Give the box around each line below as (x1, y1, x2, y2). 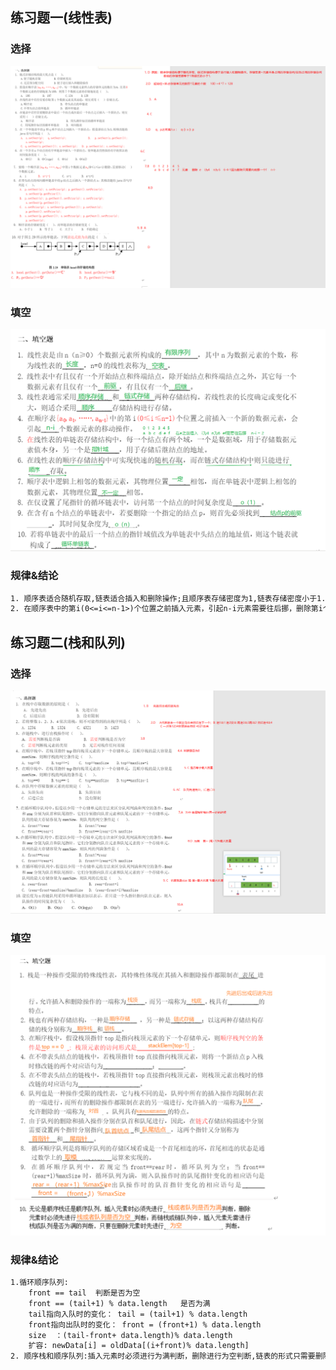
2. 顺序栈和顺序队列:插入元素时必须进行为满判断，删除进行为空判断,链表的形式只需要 (10, 1351, 316, 1362)
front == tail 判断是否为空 (28, 1288, 141, 1298)
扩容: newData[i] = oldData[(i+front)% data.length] (28, 1341, 250, 1351)
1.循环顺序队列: (10, 1278, 69, 1288)
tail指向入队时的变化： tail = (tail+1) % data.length (28, 1309, 248, 1319)
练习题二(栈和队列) (10, 634, 126, 651)
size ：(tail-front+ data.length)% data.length (28, 1330, 233, 1340)
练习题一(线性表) (10, 9, 113, 27)
